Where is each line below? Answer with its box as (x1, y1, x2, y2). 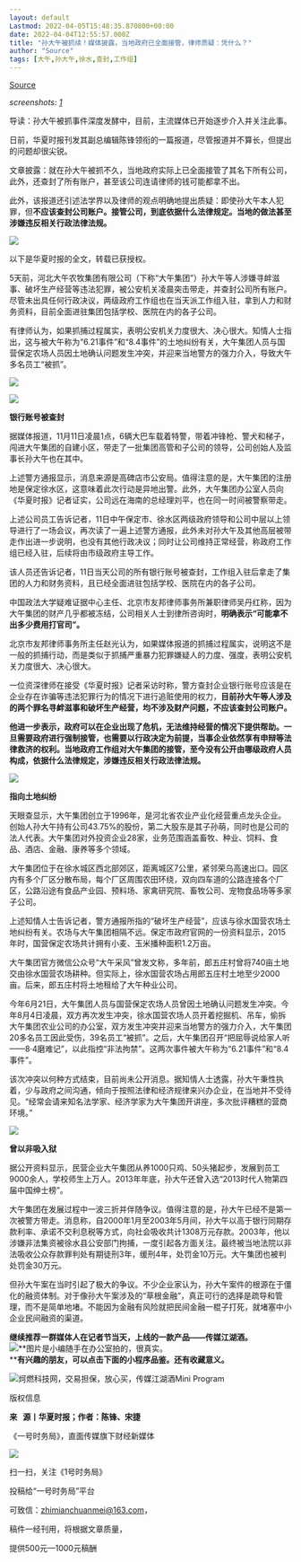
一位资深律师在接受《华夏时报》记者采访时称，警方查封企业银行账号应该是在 (9, 680, 292, 690)
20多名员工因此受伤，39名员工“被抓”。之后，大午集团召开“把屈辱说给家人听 (9, 1032, 291, 1042)
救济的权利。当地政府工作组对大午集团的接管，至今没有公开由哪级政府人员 (16, 744, 292, 754)
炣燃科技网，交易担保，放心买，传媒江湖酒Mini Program (18, 1373, 225, 1383)
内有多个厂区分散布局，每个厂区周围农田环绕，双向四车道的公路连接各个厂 (9, 874, 284, 884)
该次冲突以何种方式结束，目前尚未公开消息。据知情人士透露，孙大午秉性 (9, 1074, 276, 1084)
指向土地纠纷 (9, 791, 56, 802)
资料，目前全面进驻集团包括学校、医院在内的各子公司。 (16, 306, 221, 317)
